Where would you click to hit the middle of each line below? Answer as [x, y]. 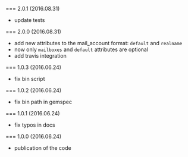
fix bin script [29, 79]
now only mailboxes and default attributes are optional [81, 49]
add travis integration [40, 56]
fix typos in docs [35, 125]
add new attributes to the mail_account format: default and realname [98, 43]
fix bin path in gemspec [43, 102]
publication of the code [43, 148]
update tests [29, 20]
